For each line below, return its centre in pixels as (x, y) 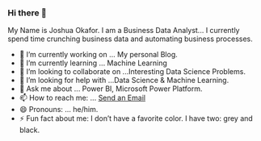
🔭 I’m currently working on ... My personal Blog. (99, 55)
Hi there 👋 (27, 13)
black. (29, 130)
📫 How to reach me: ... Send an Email (82, 98)
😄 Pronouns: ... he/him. (59, 110)
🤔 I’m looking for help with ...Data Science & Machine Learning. (124, 81)
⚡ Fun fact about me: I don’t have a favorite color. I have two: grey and (136, 118)
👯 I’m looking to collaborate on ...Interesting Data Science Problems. (132, 72)
